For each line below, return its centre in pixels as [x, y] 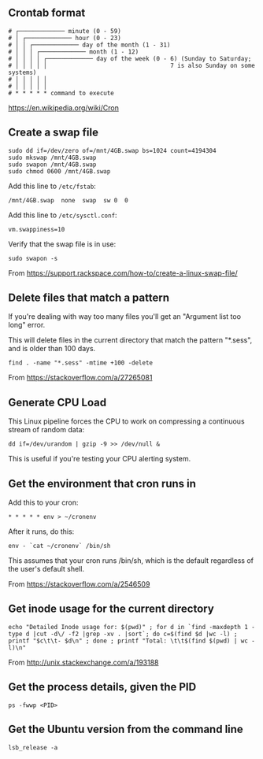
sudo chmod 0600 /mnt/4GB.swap [59, 171]
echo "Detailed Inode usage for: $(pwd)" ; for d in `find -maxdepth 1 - [132, 627]
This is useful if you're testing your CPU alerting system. [100, 459]
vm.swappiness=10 [37, 229]
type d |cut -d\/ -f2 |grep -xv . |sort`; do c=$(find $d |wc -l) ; [123, 634]
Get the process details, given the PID [102, 687]
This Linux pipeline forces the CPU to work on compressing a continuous [127, 421]
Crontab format [47, 13]
